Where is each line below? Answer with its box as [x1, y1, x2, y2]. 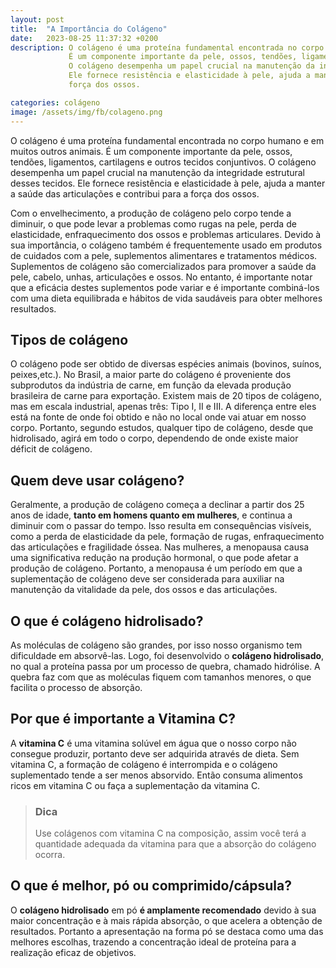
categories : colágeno [10, 97, 101, 108]
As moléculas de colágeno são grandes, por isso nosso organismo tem [10, 639, 303, 651]
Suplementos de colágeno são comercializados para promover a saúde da [10, 260, 317, 272]
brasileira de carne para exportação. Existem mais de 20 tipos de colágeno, [10, 390, 322, 402]
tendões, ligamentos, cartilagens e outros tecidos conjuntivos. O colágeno [10, 156, 317, 168]
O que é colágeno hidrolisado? [10, 612, 204, 630]
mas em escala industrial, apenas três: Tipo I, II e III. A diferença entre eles [10, 401, 317, 413]
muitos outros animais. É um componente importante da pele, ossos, [10, 145, 293, 157]
